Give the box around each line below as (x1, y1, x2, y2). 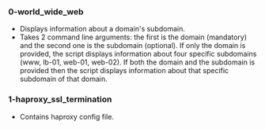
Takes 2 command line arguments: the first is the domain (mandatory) (19, 32, 248, 42)
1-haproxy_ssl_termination (8, 94, 112, 105)
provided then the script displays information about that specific (19, 66, 229, 76)
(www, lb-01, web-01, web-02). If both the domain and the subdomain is (19, 57, 256, 67)
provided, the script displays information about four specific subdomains (19, 50, 257, 59)
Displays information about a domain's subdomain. (19, 24, 186, 34)
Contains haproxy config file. (19, 112, 115, 121)
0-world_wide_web (8, 6, 85, 17)
